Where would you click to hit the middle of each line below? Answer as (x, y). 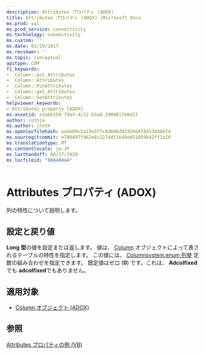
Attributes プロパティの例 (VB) (44, 344)
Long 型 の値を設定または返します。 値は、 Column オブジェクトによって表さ (103, 247)
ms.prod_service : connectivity (46, 29)
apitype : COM (23, 63)
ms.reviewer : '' (27, 52)
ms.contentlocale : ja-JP (38, 149)
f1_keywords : (23, 69)
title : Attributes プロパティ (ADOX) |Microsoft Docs (74, 18)
